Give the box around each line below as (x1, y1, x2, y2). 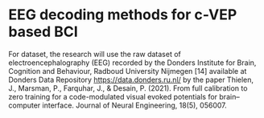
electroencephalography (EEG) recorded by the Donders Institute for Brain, (8, 58, 257, 67)
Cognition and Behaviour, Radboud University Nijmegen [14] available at (8, 66, 247, 75)
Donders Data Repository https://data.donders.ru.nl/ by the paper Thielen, (8, 75, 254, 84)
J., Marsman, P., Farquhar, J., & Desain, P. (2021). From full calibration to (8, 83, 248, 93)
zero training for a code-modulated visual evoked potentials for (8, 92, 218, 101)
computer (8, 100, 41, 110)
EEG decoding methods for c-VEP (8, 6, 237, 24)
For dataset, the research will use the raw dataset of (8, 49, 181, 59)
